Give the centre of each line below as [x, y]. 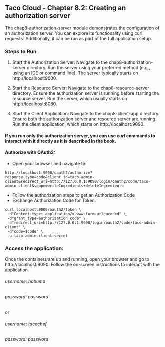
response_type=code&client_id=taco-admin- [50, 177]
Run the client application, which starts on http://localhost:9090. [78, 124]
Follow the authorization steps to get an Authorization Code [74, 195]
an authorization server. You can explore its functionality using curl [74, 33]
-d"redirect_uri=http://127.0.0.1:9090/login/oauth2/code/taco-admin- [82, 223]
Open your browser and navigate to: [49, 163]
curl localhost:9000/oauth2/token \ [43, 209]
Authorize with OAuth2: [30, 152]
